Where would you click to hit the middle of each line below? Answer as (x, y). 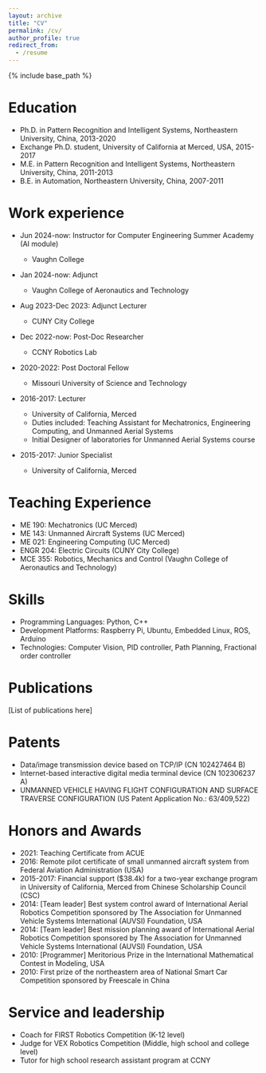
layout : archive (35, 16)
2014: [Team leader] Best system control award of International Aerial (134, 904)
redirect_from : (33, 46)
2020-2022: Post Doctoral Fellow (74, 368)
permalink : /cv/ (35, 30)
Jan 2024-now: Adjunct (59, 274)
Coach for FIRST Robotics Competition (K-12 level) (102, 1035)
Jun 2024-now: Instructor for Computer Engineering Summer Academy (137, 235)
